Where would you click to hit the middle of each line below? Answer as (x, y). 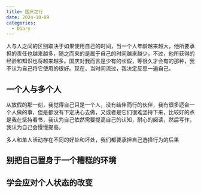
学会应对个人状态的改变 (49, 183)
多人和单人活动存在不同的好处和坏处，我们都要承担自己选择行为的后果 (93, 140)
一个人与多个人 (34, 89)
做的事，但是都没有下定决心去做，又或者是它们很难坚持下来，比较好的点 (106, 112)
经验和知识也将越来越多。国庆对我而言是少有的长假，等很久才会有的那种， (98, 61)
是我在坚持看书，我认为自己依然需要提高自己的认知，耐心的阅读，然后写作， (100, 120)
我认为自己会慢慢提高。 (35, 127)
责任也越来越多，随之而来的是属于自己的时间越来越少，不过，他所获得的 (106, 54)
